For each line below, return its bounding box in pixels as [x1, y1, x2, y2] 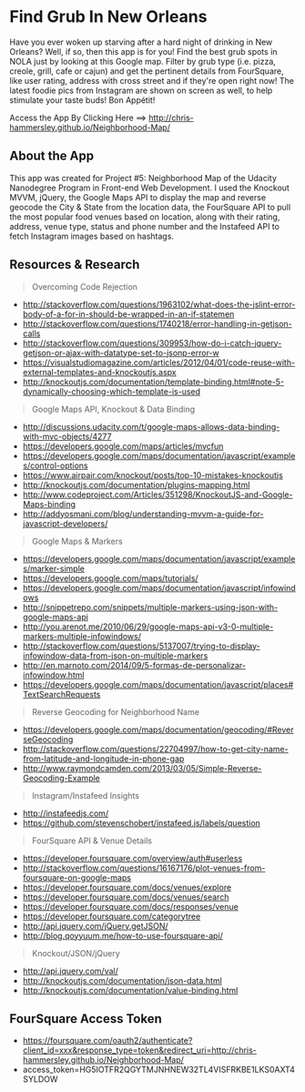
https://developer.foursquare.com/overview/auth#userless [22, 852, 243, 863]
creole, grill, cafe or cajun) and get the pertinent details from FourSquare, [9, 66, 284, 77]
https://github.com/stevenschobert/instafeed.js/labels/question [22, 817, 261, 828]
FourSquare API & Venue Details [31, 835, 153, 846]
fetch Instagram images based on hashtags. [9, 230, 175, 241]
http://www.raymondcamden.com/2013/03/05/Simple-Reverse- [22, 762, 262, 773]
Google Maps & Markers [31, 536, 123, 546]
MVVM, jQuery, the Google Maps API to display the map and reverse [9, 191, 267, 202]
